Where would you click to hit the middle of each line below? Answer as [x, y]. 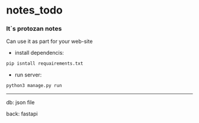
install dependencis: [39, 53]
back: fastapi [22, 114]
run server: [28, 75]
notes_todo [35, 10]
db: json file [20, 102]
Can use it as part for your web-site [49, 41]
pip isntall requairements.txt [45, 64]
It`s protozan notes [34, 29]
